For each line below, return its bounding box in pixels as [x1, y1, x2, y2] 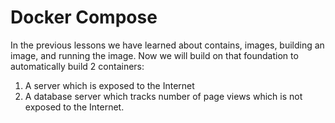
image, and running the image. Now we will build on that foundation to [10, 49, 299, 61]
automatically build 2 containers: [10, 60, 145, 72]
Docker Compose [10, 6, 158, 29]
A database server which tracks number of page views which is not [24, 90, 303, 102]
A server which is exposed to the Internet [24, 79, 195, 91]
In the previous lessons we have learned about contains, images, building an [10, 39, 325, 51]
